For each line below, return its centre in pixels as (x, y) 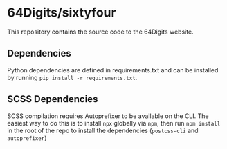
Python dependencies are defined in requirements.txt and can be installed (113, 70)
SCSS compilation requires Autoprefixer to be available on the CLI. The (108, 116)
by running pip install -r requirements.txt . (72, 77)
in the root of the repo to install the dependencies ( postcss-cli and (103, 130)
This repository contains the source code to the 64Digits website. (100, 32)
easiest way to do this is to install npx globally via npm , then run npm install (114, 123)
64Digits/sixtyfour (62, 13)
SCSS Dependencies (53, 99)
